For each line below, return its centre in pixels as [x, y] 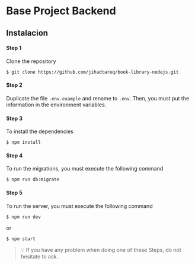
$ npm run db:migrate [33, 179]
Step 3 [14, 118]
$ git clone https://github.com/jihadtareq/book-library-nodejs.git [92, 72]
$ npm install [24, 143]
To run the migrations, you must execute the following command [85, 169]
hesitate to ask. [39, 256]
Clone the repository [31, 61]
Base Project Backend [61, 11]
